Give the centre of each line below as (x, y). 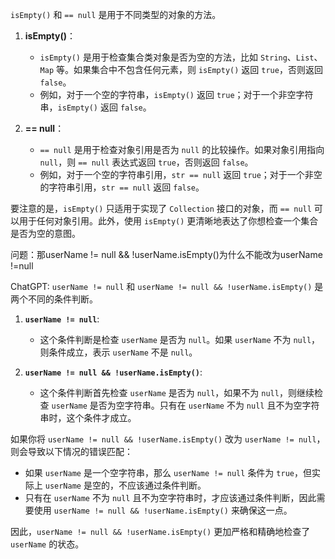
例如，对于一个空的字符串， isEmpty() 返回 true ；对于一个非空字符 (176, 94)
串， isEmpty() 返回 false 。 (95, 107)
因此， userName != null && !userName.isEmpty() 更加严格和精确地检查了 (160, 531)
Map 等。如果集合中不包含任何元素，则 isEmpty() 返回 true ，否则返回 (181, 69)
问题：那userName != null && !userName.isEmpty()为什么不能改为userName (166, 254)
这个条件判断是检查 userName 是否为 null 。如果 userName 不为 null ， (180, 339)
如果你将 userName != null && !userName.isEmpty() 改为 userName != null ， (168, 439)
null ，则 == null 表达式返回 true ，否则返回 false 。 (146, 162)
